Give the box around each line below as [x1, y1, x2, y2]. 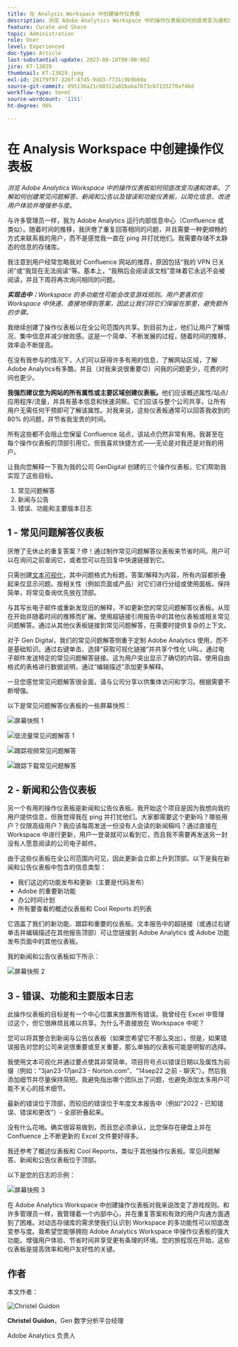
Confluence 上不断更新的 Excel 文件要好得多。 [7, 1132, 143, 1141]
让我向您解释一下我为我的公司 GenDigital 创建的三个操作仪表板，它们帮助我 [7, 462, 227, 470]
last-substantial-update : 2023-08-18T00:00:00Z [7, 57, 150, 64]
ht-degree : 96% [7, 102, 52, 109]
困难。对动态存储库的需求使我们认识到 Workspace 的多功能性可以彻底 [19, 1218, 224, 1227]
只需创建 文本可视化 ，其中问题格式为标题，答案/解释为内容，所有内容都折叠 [7, 570, 227, 579]
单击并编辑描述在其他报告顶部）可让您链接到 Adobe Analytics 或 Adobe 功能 [7, 928, 230, 937]
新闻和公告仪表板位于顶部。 [19, 1156, 100, 1164]
